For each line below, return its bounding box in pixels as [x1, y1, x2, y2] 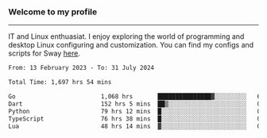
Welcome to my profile [8, 6, 98, 17]
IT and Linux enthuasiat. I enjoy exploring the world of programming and [8, 32, 245, 41]
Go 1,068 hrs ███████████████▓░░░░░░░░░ [8, 93, 247, 101]
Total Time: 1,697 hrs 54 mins [8, 79, 112, 86]
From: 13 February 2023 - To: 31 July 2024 [8, 64, 155, 72]
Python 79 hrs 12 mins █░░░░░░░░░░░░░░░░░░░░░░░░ [8, 107, 247, 115]
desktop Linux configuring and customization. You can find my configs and [8, 40, 254, 50]
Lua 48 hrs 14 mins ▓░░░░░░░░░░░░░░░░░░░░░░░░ [8, 122, 247, 130]
